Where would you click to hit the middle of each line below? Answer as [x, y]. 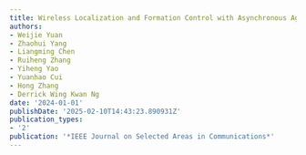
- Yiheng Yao [34, 69]
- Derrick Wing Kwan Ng [55, 94]
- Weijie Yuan [36, 35]
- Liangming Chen [42, 52]
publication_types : [46, 119]
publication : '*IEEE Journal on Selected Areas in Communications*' [142, 137]
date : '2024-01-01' [46, 103]
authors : [26, 26]
